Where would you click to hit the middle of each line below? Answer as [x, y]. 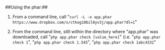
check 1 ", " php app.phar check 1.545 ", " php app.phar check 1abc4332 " [84, 42]
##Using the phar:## [27, 7]
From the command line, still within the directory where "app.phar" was [85, 31]
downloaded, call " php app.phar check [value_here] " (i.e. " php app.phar [86, 37]
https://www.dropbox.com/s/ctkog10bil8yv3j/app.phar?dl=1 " [75, 22]
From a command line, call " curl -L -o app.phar [62, 17]
